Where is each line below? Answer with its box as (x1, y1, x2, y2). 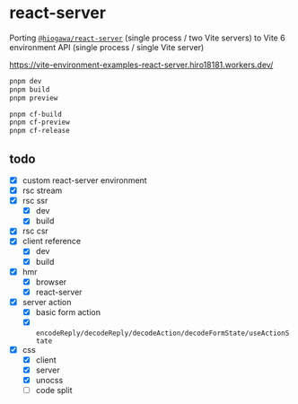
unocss (35, 375, 64, 386)
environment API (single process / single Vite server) (9, 41, 205, 52)
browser (35, 277, 67, 287)
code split (35, 385, 73, 396)
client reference (22, 236, 82, 247)
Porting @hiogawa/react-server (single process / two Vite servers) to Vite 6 (9, 32, 285, 43)
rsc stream (22, 185, 63, 196)
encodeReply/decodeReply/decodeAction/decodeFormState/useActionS (35, 329, 290, 338)
